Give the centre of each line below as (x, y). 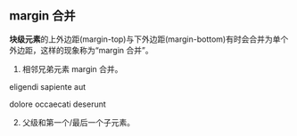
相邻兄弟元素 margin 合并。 (72, 68)
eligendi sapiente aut (48, 86)
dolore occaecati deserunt (58, 104)
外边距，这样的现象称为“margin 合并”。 (81, 50)
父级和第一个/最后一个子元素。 (78, 122)
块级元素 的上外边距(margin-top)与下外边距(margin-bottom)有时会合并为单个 (149, 39)
